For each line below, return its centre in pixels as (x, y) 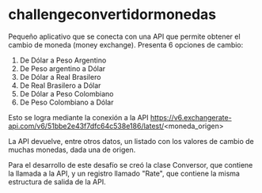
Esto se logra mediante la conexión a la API (78, 117)
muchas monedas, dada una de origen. (72, 149)
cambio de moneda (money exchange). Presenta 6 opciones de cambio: (126, 44)
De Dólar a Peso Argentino (63, 60)
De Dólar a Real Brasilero (60, 77)
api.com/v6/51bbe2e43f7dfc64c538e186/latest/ (86, 126)
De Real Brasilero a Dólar (60, 85)
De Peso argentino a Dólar (63, 68)
